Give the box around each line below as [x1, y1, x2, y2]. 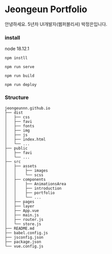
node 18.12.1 [5, 46, 29, 52]
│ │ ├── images [5, 168, 49, 173]
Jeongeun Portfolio [5, 4, 87, 15]
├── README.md [5, 225, 35, 231]
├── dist [5, 110, 23, 115]
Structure [5, 94, 29, 101]
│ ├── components [5, 177, 46, 182]
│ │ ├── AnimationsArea [5, 181, 66, 186]
